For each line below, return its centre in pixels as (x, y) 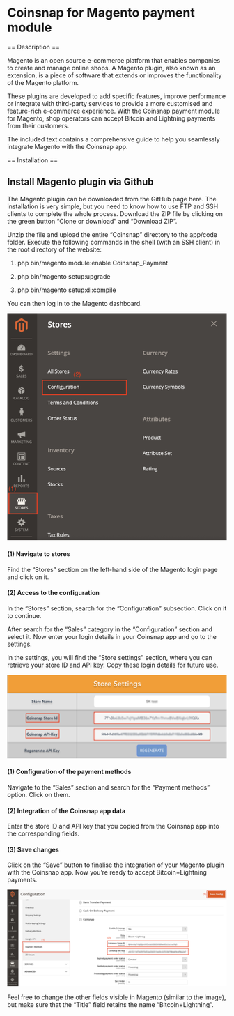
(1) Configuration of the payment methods (69, 772)
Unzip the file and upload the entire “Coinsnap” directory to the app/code (112, 234)
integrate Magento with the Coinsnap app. (68, 146)
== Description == (34, 47)
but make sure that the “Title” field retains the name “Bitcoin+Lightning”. (110, 1004)
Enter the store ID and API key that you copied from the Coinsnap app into (113, 826)
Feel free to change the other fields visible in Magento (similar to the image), (117, 997)
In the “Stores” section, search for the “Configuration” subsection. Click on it (117, 608)
